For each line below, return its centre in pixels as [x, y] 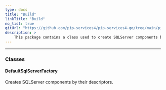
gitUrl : [13, 28]
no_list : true [20, 23]
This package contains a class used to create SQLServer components [86, 38]
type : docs [16, 10]
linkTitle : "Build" [25, 19]
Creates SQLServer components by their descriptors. [59, 82]
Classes [15, 59]
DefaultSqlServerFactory [31, 71]
